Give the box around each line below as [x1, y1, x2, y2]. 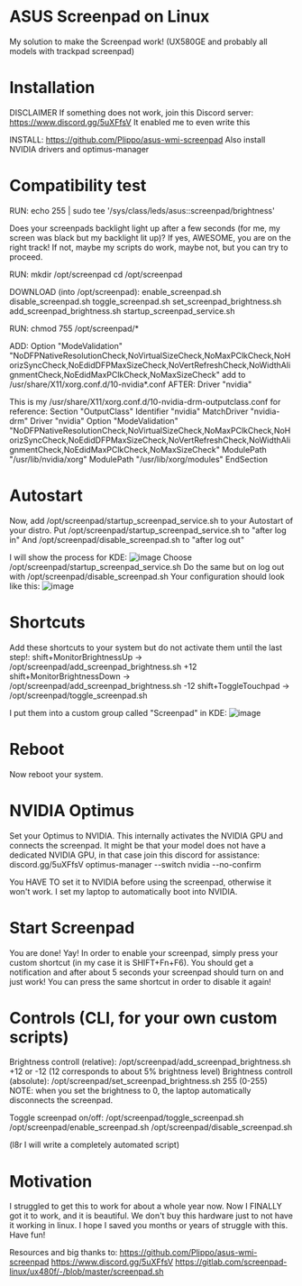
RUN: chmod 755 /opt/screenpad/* [9, 323, 140, 334]
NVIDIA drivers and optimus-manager [9, 143, 150, 154]
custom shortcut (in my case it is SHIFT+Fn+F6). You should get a [9, 957, 254, 968]
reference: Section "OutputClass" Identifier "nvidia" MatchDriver [9, 406, 249, 417]
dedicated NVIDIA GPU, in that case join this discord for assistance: [9, 850, 260, 860]
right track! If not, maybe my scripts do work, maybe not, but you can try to [9, 242, 288, 253]
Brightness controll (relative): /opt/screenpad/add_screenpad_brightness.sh [9, 1057, 291, 1068]
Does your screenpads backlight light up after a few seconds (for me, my [9, 223, 281, 234]
